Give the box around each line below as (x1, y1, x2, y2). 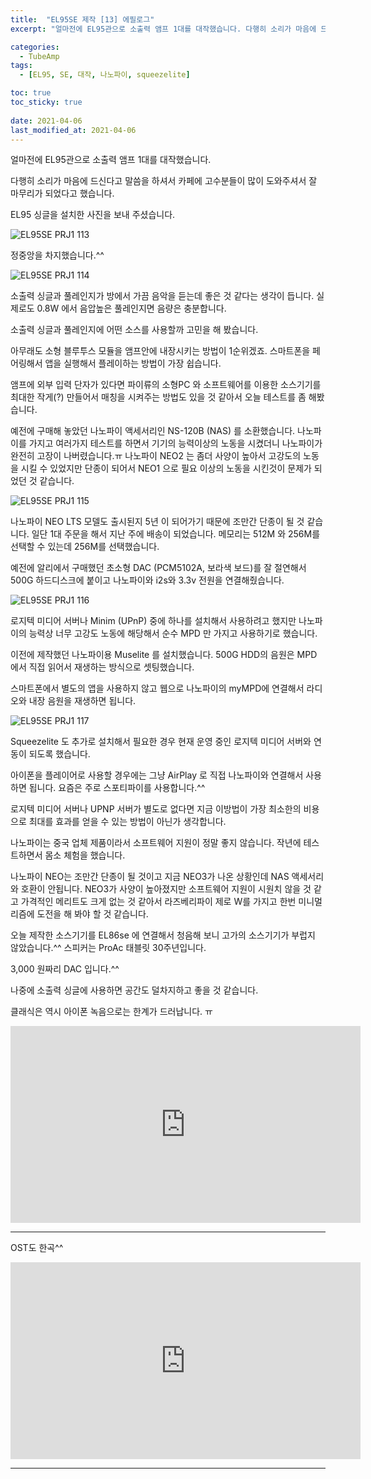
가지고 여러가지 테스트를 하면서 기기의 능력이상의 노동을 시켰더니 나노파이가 (28, 437, 323, 450)
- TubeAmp (19, 51, 60, 61)
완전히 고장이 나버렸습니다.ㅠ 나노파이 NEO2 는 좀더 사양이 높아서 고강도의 (10, 450, 302, 462)
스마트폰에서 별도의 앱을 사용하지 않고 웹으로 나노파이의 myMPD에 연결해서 (10, 682, 305, 695)
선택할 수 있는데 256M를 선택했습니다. (10, 541, 160, 553)
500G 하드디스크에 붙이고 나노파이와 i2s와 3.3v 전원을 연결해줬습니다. (10, 574, 285, 586)
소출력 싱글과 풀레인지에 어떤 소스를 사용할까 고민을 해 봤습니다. (10, 324, 259, 336)
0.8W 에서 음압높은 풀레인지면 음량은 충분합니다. (36, 302, 227, 315)
